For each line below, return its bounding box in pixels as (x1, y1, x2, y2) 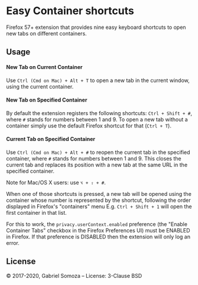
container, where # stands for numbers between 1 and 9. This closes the (6, 155, 181, 162)
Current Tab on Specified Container (6, 136, 96, 143)
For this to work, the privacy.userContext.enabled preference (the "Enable (6, 220, 188, 228)
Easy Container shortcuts (6, 4, 134, 18)
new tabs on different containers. (6, 30, 87, 37)
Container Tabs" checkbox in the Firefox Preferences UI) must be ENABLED (6, 227, 190, 234)
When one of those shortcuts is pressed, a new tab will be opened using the (6, 190, 192, 197)
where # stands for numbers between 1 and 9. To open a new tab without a (6, 116, 188, 123)
